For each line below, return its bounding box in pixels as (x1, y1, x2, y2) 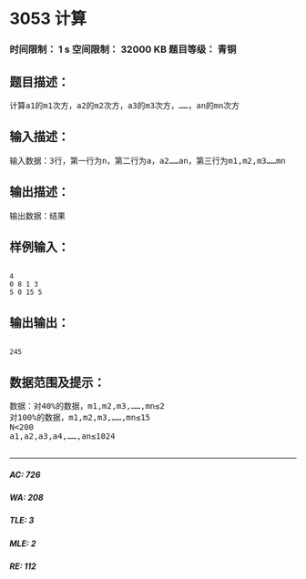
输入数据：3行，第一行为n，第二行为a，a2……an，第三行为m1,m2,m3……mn (9, 156, 287, 166)
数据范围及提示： (9, 374, 106, 390)
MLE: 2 (9, 538, 36, 549)
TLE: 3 (9, 515, 35, 526)
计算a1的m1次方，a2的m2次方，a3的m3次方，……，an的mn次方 (9, 100, 240, 110)
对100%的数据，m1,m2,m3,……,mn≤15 (9, 411, 151, 422)
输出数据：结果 (9, 210, 66, 221)
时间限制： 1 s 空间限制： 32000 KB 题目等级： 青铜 (9, 43, 237, 56)
